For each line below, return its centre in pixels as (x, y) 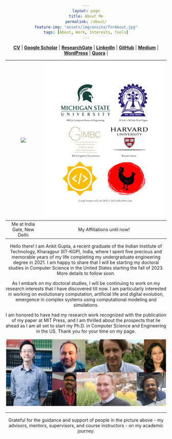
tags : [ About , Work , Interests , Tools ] (86, 32)
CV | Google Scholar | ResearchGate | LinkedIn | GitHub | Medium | (86, 48)
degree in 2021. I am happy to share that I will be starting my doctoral (86, 262)
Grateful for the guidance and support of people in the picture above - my (86, 420)
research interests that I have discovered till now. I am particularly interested (86, 289)
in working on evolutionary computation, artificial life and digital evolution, (86, 294)
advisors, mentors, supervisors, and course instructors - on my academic (86, 426)
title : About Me (86, 16)
